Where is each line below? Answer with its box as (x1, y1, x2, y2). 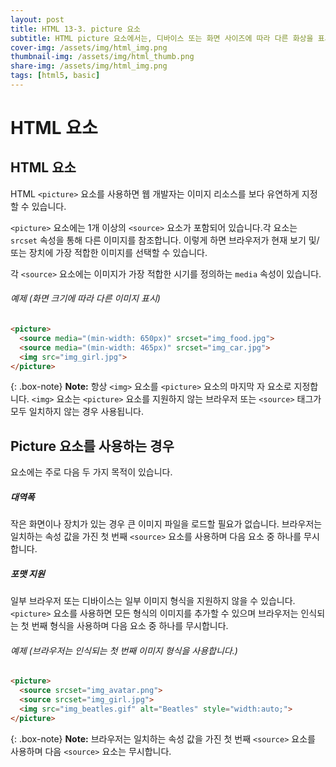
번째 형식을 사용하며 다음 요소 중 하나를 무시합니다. (31, 620, 229, 632)
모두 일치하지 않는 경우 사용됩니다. (10, 406, 144, 418)
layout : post (10, 14, 65, 25)
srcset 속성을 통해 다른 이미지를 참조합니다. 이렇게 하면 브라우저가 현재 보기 (10, 234, 307, 246)
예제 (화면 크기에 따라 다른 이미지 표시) (10, 292, 161, 305)
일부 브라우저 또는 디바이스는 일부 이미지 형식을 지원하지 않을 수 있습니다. (10, 595, 296, 607)
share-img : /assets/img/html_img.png (10, 61, 168, 71)
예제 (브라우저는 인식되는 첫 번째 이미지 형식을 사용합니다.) (10, 644, 238, 656)
